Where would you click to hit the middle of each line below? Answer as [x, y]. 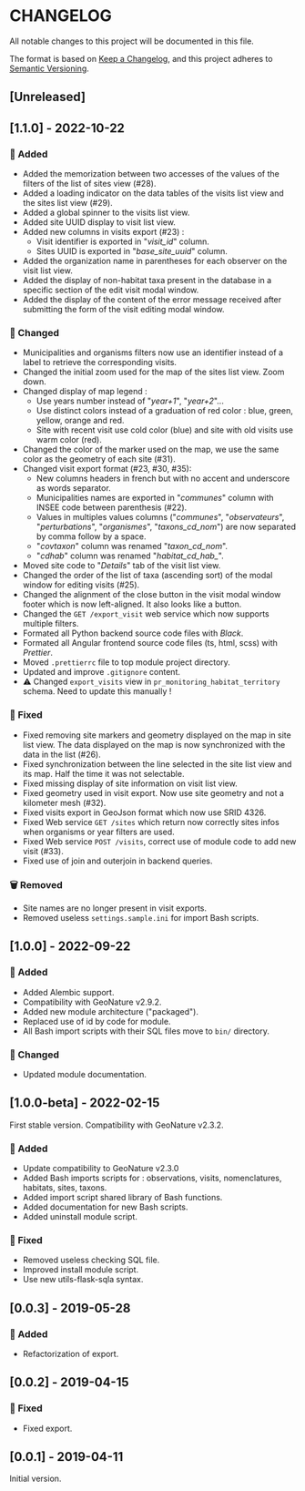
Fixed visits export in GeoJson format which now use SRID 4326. [144, 812]
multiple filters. [51, 624]
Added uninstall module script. [80, 1216]
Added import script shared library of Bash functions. [122, 1197]
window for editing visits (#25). [81, 585]
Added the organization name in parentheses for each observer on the [155, 261]
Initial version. [36, 1479]
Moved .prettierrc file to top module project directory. [126, 662]
